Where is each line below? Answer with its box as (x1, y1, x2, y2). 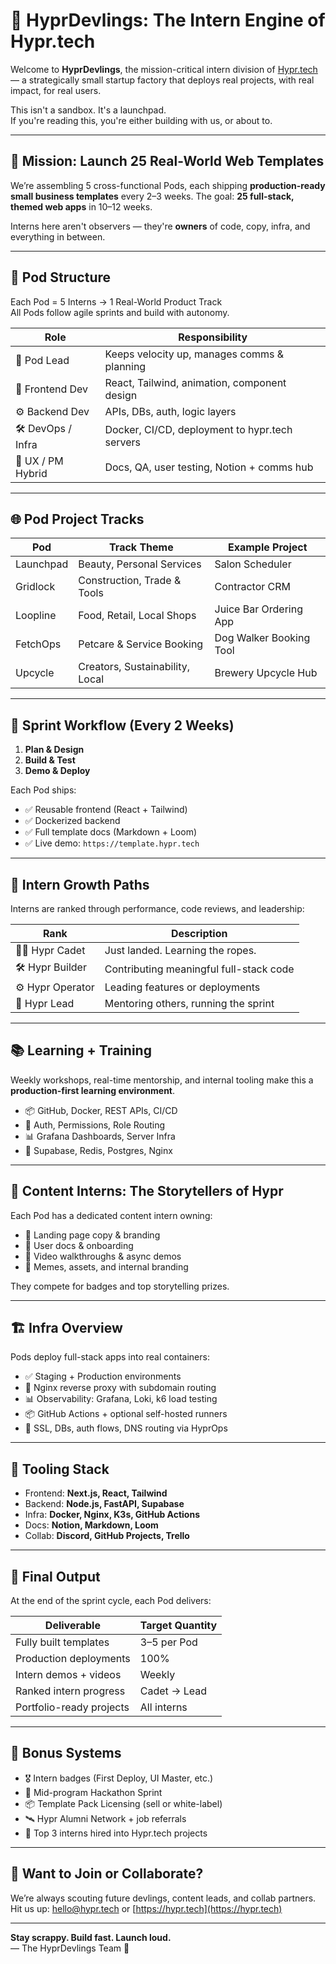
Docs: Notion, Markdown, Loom (24, 1519, 159, 1531)
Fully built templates (15, 1635, 110, 1649)
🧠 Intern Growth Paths (10, 876, 150, 893)
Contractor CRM (214, 580, 292, 594)
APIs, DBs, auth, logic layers (104, 404, 237, 418)
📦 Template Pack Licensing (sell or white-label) (24, 1797, 223, 1809)
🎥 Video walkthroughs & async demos (24, 1250, 182, 1262)
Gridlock (15, 580, 56, 594)
